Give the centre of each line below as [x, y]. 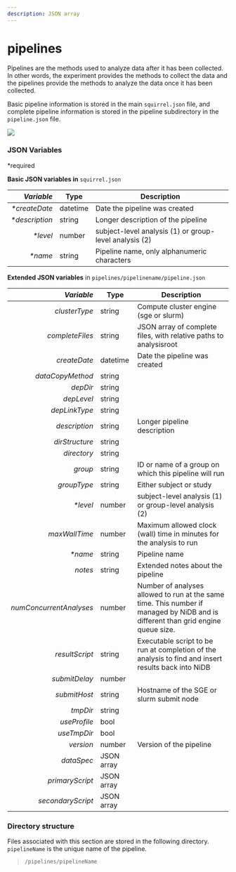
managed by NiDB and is [178, 612]
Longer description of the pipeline [151, 220]
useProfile [76, 722]
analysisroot [157, 344]
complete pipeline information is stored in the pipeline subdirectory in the [113, 111]
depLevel [78, 399]
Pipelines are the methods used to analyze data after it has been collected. [115, 68]
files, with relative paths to [180, 336]
